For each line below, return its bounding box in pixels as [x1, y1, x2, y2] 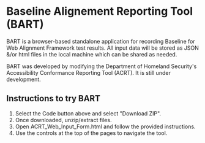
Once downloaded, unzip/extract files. [15, 116, 112, 123]
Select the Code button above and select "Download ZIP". [15, 109, 161, 117]
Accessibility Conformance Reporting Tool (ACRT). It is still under [6, 69, 171, 76]
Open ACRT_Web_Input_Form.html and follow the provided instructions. [15, 123, 196, 130]
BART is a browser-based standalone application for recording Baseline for [6, 37, 195, 45]
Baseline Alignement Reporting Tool [6, 4, 193, 18]
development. [6, 75, 41, 83]
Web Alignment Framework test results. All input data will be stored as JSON [6, 44, 199, 52]
